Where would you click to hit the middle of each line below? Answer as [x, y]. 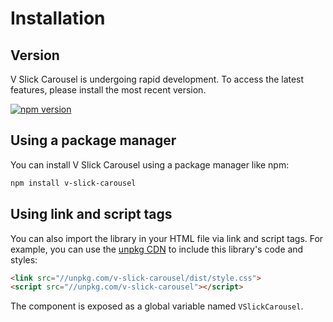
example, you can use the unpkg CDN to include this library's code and [157, 249]
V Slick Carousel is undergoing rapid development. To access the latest [157, 79]
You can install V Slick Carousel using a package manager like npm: [150, 164]
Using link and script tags [91, 214]
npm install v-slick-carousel [73, 183]
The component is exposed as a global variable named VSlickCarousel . [157, 306]
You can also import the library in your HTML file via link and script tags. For [167, 238]
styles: [24, 259]
